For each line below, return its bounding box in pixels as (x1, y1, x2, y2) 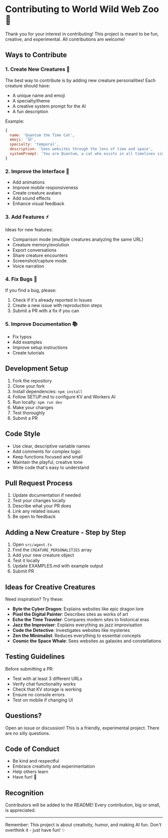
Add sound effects (12, 195, 51, 202)
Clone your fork (12, 383, 45, 389)
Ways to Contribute (5, 51, 67, 59)
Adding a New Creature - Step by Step (5, 528, 126, 536)
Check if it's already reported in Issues (12, 297, 92, 303)
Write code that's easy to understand (12, 464, 89, 471)
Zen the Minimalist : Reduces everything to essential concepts (12, 632, 141, 638)
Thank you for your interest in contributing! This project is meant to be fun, (5, 31, 159, 37)
